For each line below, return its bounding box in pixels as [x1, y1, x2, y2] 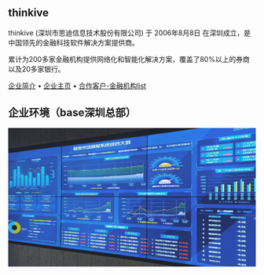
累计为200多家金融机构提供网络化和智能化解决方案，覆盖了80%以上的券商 [8, 54, 250, 63]
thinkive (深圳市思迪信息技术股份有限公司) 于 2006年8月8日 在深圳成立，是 [8, 27, 251, 38]
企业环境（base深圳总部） [8, 106, 136, 120]
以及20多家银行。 [8, 64, 65, 74]
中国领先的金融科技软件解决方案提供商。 [8, 38, 139, 47]
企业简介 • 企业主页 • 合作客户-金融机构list [8, 81, 147, 90]
